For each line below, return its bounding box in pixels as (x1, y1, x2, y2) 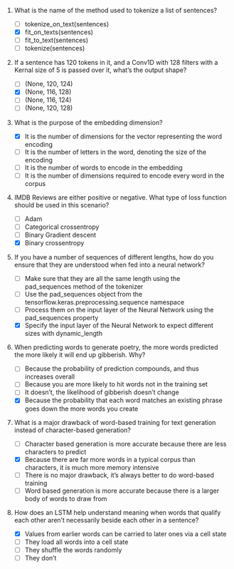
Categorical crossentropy (24, 222, 100, 231)
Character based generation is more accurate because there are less (24, 439, 227, 448)
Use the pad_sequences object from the (24, 290, 143, 299)
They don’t (24, 553, 57, 562)
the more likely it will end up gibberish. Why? (14, 351, 146, 359)
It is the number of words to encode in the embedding (24, 163, 183, 172)
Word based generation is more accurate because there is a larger (24, 486, 219, 495)
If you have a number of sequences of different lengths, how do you (14, 253, 214, 261)
